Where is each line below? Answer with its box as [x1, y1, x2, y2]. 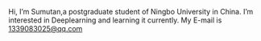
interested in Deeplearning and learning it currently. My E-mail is [8, 15, 222, 25]
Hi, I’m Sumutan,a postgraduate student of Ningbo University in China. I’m [8, 7, 254, 16]
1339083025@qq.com [8, 24, 83, 33]
